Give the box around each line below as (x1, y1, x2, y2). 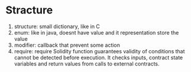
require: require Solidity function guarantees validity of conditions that (14, 47, 185, 54)
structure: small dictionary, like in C (14, 23, 100, 30)
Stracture (5, 4, 53, 17)
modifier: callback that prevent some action (14, 42, 121, 49)
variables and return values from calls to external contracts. (14, 60, 160, 67)
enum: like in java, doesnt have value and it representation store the (14, 29, 179, 36)
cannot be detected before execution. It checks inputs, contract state (14, 54, 183, 61)
